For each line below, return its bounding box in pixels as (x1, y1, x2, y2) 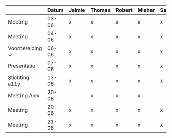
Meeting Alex (8, 92, 40, 99)
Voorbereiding (8, 44, 42, 52)
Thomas (90, 7, 111, 13)
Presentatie (8, 62, 36, 70)
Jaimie (68, 7, 85, 13)
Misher (137, 7, 155, 13)
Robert (115, 7, 133, 13)
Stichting (8, 74, 30, 81)
